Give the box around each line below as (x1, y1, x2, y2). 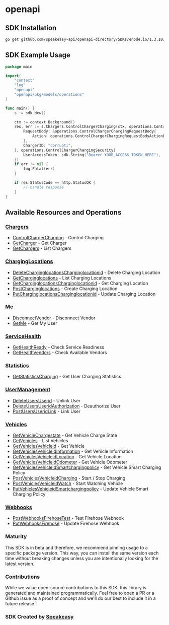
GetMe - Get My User (12, 320, 57, 326)
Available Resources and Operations (5, 208, 122, 217)
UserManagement (5, 386, 51, 393)
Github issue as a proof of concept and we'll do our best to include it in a (5, 595, 156, 601)
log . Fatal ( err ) (23, 166, 55, 172)
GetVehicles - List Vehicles (12, 438, 68, 444)
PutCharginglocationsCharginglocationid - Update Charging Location (12, 291, 156, 297)
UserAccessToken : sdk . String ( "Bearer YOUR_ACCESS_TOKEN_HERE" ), (23, 152, 161, 157)
